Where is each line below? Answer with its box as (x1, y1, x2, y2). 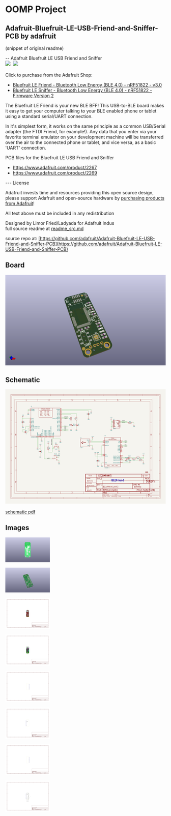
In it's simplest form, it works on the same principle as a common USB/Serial (5, 123, 166, 129)
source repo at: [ (5, 236, 40, 241)
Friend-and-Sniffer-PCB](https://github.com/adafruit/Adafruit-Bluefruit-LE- (5, 241, 163, 247)
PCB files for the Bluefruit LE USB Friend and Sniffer (5, 155, 115, 161)
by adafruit (20, 32, 56, 40)
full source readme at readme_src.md (5, 225, 84, 231)
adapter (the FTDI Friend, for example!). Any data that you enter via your (5, 129, 157, 134)
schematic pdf (5, 509, 36, 515)
